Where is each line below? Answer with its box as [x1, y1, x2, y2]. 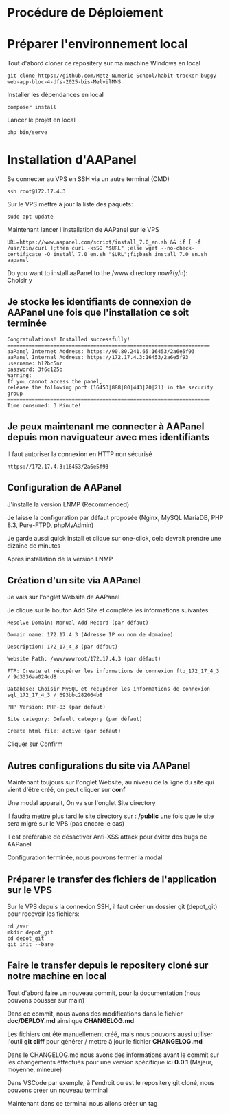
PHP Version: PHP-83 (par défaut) [7, 704, 106, 711]
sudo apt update [7, 213, 54, 221]
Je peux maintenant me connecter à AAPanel [7, 421, 205, 433]
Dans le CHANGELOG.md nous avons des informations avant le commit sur [7, 1051, 220, 1059]
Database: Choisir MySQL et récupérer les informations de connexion [7, 686, 211, 693]
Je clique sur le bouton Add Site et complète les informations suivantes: [7, 606, 211, 614]
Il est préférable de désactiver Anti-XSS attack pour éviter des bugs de [7, 833, 207, 841]
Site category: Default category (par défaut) [7, 716, 143, 723]
